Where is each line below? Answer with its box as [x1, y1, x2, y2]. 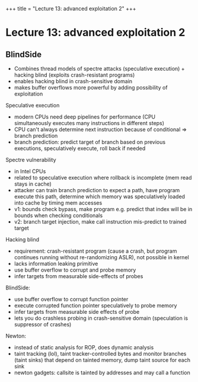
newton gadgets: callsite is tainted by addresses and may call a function [14, 369, 190, 376]
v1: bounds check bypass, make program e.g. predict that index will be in [14, 206, 193, 212]
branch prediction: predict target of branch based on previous [14, 139, 166, 145]
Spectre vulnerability [5, 157, 57, 163]
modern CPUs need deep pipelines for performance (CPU [14, 113, 155, 120]
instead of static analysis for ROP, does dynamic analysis [14, 344, 154, 351]
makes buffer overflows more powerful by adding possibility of [14, 84, 168, 91]
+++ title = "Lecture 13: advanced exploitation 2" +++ [5, 5, 137, 12]
